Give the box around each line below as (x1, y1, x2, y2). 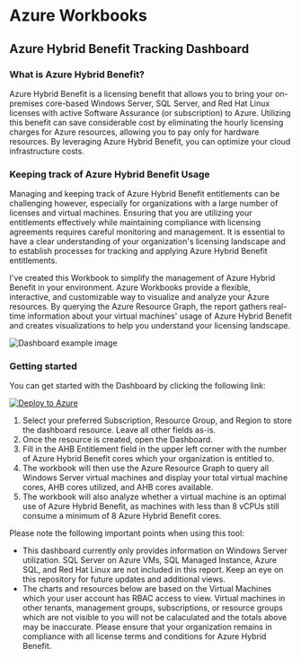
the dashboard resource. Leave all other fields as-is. (22, 425, 217, 435)
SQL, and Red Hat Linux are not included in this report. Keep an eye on (22, 565, 284, 575)
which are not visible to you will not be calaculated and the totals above (22, 612, 288, 623)
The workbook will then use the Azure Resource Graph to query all (22, 463, 270, 474)
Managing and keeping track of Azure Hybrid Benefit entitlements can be (9, 189, 280, 199)
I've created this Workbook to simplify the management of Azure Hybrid (9, 273, 276, 284)
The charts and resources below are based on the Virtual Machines (22, 583, 272, 594)
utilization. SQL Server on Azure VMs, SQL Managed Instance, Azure (22, 555, 277, 566)
